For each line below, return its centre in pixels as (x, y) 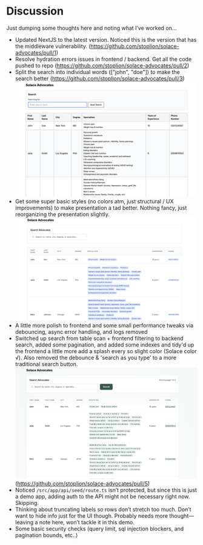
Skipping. (27, 503)
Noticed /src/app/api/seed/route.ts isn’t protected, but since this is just (106, 490)
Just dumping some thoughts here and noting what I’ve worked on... (92, 28)
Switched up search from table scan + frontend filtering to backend (99, 339)
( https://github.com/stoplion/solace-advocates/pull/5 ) (82, 484)
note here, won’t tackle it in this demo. (87, 523)
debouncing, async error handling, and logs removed (81, 332)
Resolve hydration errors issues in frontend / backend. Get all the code (103, 59)
